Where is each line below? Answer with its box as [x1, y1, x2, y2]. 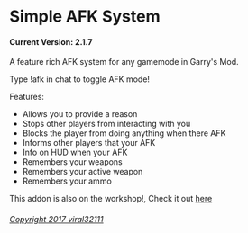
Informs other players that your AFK [22, 138, 156, 148]
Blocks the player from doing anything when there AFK [22, 128, 226, 139]
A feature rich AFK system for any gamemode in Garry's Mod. [9, 57, 239, 67]
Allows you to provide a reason [22, 109, 138, 120]
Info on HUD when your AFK [22, 147, 128, 158]
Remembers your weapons [22, 157, 124, 167]
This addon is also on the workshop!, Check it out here [9, 193, 213, 204]
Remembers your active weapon [22, 166, 143, 177]
